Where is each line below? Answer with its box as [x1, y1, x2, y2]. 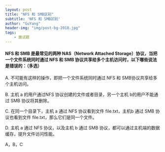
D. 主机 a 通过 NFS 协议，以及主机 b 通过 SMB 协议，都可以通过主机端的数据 [5, 125, 160, 131]
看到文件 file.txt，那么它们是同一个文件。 [13, 114, 97, 120]
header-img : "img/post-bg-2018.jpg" [5, 26, 80, 31]
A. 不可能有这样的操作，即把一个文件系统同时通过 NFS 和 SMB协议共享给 [5, 75, 154, 81]
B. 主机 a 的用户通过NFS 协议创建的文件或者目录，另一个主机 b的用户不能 [5, 92, 154, 98]
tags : [5, 30, 16, 35]
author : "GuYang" [5, 21, 41, 26]
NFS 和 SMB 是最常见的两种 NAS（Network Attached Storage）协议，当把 [5, 50, 158, 57]
